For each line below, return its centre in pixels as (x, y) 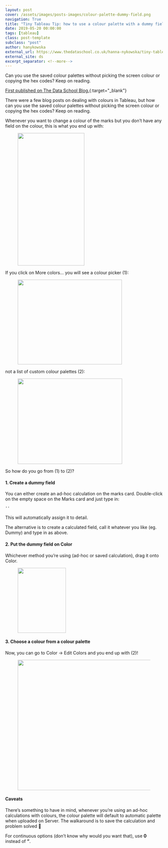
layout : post (19, 10)
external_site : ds (24, 57)
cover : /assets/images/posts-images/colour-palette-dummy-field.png (78, 15)
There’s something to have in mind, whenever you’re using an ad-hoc (76, 810)
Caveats (14, 799)
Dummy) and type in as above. (37, 533)
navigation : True (23, 19)
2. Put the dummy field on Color (39, 544)
